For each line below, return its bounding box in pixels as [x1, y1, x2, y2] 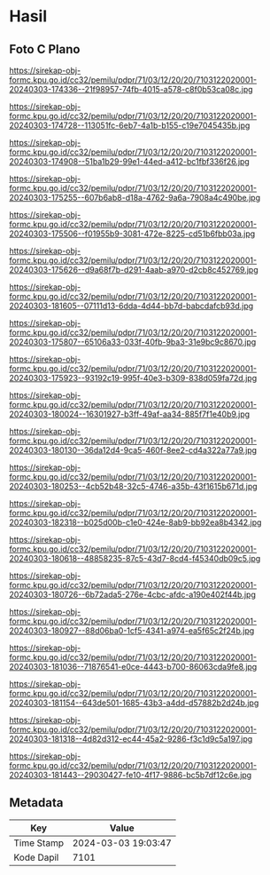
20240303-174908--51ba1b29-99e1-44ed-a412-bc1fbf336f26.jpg [9, 156, 250, 166]
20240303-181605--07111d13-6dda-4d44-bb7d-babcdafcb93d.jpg [9, 300, 254, 311]
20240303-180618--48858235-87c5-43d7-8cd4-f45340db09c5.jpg [9, 553, 261, 563]
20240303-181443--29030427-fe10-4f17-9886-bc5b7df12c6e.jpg [9, 770, 252, 780]
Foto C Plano [9, 42, 81, 57]
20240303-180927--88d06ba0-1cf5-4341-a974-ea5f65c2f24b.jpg [9, 625, 255, 636]
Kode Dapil [13, 851, 59, 863]
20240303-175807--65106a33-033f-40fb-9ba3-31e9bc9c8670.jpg [9, 337, 257, 347]
